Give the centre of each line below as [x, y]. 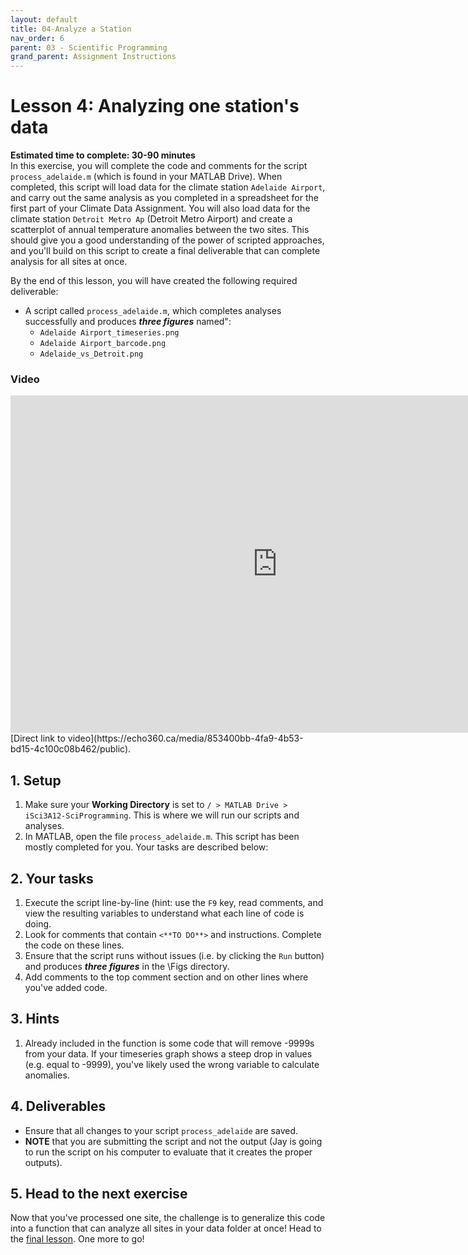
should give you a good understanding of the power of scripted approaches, [167, 240]
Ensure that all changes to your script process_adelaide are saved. [161, 1130]
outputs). [43, 1162]
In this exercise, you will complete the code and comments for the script [159, 166]
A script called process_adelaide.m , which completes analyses [153, 311]
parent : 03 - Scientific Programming [89, 47]
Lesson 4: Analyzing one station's [155, 106]
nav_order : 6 [37, 38]
